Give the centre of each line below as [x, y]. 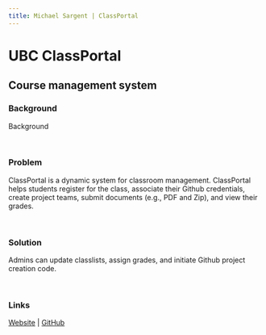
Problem [25, 162]
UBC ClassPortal [65, 55]
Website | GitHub [37, 323]
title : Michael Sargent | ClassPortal [73, 16]
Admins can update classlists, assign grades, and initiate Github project [127, 260]
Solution [25, 242]
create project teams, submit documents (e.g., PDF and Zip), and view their [133, 197]
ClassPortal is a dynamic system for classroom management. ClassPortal [130, 180]
